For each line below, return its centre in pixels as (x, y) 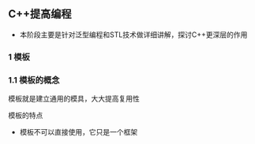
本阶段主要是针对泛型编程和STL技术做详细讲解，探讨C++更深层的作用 (133, 35)
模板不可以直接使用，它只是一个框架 (79, 132)
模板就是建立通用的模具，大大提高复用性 (74, 99)
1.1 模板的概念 (34, 79)
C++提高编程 (40, 14)
